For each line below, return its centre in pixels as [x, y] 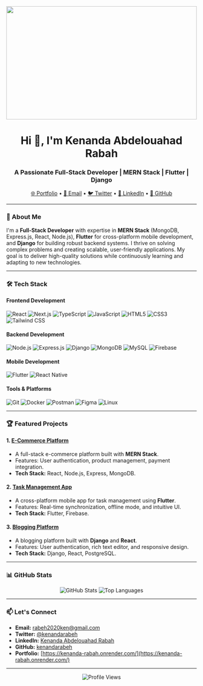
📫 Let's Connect [31, 612]
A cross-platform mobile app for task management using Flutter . [95, 500]
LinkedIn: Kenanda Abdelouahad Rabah [65, 640]
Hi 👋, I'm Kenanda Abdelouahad [101, 141]
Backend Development [35, 334]
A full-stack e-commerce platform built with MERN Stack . [87, 454]
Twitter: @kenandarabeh [46, 634]
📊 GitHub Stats [29, 575]
